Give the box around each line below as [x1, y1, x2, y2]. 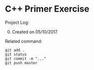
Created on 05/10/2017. [12, 29, 58, 35]
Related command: [5, 38, 42, 44]
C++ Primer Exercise [5, 3, 90, 15]
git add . [5, 48, 25, 52]
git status [5, 52, 27, 57]
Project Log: [5, 19, 29, 25]
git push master [5, 60, 38, 65]
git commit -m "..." [5, 56, 47, 61]
